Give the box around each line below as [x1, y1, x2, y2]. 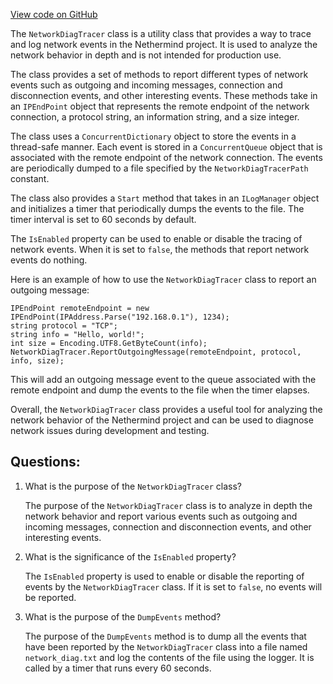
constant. [10, 173, 50, 184]
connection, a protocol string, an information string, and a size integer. [10, 111, 300, 123]
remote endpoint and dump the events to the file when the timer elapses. [10, 384, 310, 396]
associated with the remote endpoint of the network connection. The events [10, 152, 323, 163]
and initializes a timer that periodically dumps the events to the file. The [10, 203, 305, 214]
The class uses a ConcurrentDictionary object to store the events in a [10, 130, 297, 142]
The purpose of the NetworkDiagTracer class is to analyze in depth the [24, 499, 313, 511]
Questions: [10, 454, 81, 471]
